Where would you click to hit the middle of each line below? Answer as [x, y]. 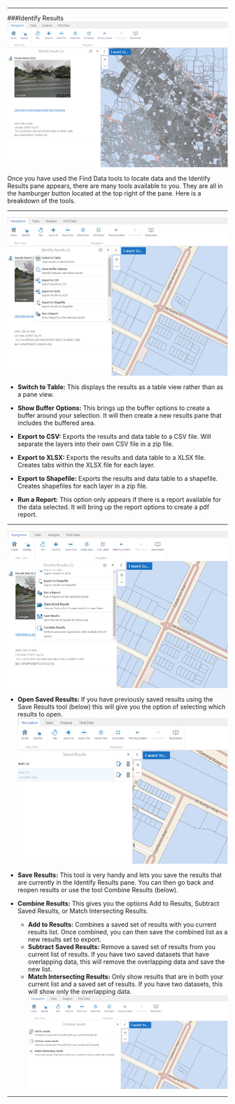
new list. [40, 969]
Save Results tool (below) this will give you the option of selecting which [121, 707]
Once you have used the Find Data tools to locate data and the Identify [109, 178]
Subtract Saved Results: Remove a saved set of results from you [121, 946]
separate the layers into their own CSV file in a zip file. [95, 444]
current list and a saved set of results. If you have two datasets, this [125, 984]
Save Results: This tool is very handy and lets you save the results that [120, 875]
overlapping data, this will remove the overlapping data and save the [126, 962]
